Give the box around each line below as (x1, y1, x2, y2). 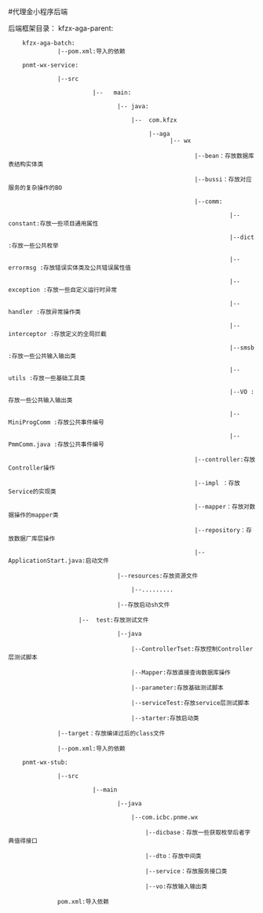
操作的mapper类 (13, 511, 59, 519)
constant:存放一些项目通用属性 (8, 220, 99, 228)
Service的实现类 (8, 488, 57, 495)
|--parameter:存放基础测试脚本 (130, 684, 224, 692)
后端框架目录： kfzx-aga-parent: (8, 24, 114, 33)
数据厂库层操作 (13, 535, 56, 542)
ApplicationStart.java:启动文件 (8, 557, 110, 564)
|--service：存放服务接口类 (144, 867, 228, 875)
